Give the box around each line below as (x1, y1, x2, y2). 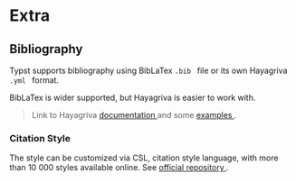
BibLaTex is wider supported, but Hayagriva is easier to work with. (9, 92, 256, 103)
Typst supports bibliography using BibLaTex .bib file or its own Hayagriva (9, 65, 288, 76)
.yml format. (9, 75, 60, 86)
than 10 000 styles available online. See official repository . (9, 162, 229, 173)
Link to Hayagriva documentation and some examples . (31, 110, 237, 120)
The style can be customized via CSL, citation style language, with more (9, 152, 279, 163)
